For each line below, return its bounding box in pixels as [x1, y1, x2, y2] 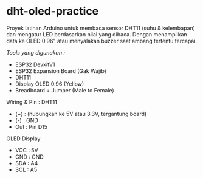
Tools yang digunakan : [6, 49, 66, 56]
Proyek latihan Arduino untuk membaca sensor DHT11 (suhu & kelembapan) [6, 24, 196, 32]
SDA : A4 [15, 159, 38, 166]
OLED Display [6, 135, 41, 142]
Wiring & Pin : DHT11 [6, 98, 58, 106]
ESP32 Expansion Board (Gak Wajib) [15, 67, 106, 74]
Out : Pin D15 [15, 123, 47, 130]
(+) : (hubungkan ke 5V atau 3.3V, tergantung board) [15, 110, 147, 117]
